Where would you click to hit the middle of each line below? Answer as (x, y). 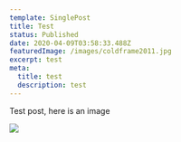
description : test (52, 85)
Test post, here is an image (60, 110)
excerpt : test (36, 60)
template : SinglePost (50, 18)
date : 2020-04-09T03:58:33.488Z (70, 43)
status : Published (44, 34)
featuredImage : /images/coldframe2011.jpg (90, 52)
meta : (19, 69)
